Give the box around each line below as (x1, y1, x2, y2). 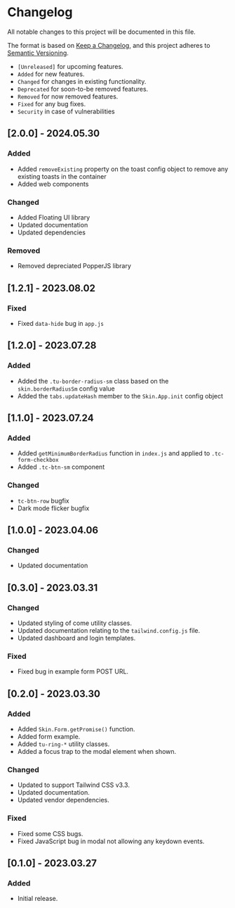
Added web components (17, 179, 89, 188)
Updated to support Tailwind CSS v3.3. (17, 781, 130, 789)
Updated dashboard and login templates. (17, 633, 136, 642)
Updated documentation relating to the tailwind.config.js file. (17, 626, 201, 634)
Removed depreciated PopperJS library (17, 262, 132, 270)
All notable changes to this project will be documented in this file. (7, 27, 196, 36)
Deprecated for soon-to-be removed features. (17, 84, 149, 93)
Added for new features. (17, 70, 85, 78)
